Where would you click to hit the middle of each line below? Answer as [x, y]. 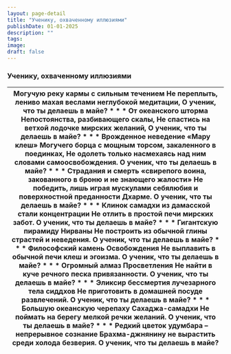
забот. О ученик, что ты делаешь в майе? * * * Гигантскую [115, 223]
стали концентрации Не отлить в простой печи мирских [115, 214]
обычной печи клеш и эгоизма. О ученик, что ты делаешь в [115, 257]
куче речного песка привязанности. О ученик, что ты [115, 274]
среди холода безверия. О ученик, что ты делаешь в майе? [115, 343]
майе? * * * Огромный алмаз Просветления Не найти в [115, 265]
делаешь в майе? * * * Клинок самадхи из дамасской [115, 206]
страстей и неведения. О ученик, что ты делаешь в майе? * [115, 240]
